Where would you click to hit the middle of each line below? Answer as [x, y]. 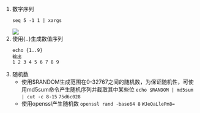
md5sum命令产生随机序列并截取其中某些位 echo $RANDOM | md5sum [110, 89]
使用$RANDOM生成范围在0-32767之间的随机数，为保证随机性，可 [105, 82]
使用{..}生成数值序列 [37, 39]
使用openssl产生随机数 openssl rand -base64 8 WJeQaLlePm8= [98, 104]
